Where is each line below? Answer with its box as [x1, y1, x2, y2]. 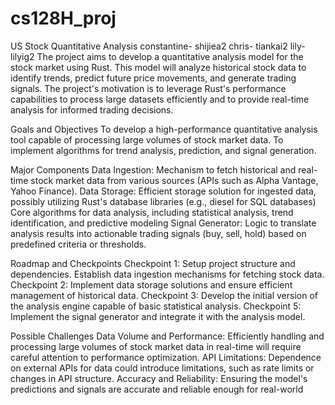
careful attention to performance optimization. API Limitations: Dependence [10, 351, 322, 363]
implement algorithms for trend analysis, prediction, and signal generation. [10, 144, 317, 156]
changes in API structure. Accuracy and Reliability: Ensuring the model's [10, 372, 308, 384]
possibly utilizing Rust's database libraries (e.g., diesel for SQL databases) [10, 195, 317, 207]
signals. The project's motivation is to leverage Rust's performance [10, 82, 287, 94]
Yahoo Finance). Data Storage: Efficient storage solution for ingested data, [10, 185, 317, 197]
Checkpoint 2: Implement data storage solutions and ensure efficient [10, 278, 293, 291]
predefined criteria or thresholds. [10, 238, 147, 250]
